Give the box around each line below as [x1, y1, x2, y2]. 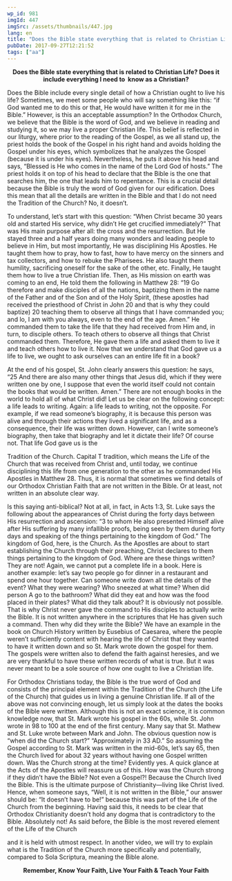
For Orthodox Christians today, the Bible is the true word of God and [7, 678, 201, 686]
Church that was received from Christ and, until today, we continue [7, 460, 198, 468]
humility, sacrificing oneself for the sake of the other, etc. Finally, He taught [7, 264, 221, 272]
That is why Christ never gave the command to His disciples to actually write [7, 605, 225, 613]
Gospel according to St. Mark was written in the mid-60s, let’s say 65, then [7, 743, 220, 752]
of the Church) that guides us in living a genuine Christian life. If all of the [7, 692, 215, 700]
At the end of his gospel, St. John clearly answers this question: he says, [7, 365, 214, 374]
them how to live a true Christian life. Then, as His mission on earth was [7, 271, 211, 279]
